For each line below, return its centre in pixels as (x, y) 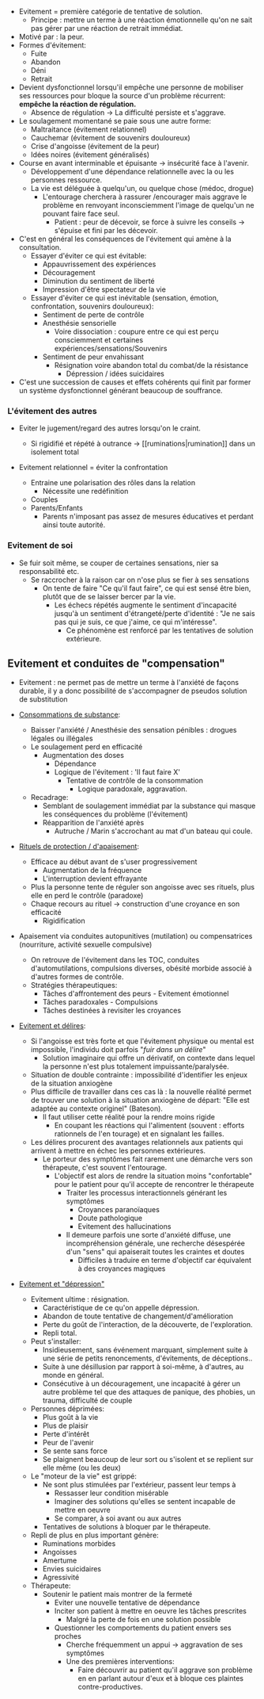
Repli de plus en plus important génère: (94, 1535)
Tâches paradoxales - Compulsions (100, 1002)
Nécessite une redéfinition (85, 492)
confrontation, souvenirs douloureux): (92, 306)
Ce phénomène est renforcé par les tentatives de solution (160, 630)
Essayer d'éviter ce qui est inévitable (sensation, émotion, (124, 298)
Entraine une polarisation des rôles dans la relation (113, 483)
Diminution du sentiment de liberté (98, 281)
